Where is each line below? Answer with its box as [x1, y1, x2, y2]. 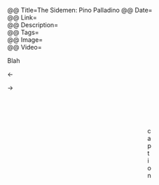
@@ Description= [7, 21, 58, 29]
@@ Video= [7, 43, 42, 51]
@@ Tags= [7, 28, 40, 36]
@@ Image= [7, 36, 43, 44]
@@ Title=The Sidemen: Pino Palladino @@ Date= [7, 6, 153, 14]
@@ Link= [7, 13, 37, 22]
